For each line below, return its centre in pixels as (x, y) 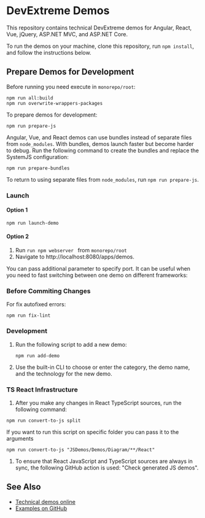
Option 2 (17, 236)
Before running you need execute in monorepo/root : (71, 87)
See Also (24, 487)
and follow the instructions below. (49, 52)
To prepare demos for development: (52, 115)
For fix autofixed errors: (36, 304)
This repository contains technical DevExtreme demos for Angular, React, (99, 28)
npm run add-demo (37, 356)
